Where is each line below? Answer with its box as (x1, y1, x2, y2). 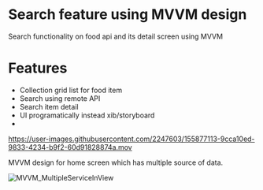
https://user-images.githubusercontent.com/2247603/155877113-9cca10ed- (8, 134, 255, 143)
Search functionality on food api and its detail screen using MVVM (8, 32, 223, 41)
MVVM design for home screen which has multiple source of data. (8, 158, 224, 167)
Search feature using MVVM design (8, 6, 247, 24)
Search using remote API (19, 93, 101, 103)
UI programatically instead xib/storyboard (19, 110, 155, 120)
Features (8, 59, 68, 77)
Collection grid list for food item (19, 85, 123, 95)
